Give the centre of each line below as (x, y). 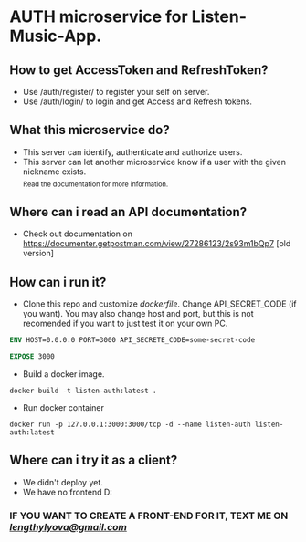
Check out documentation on (77, 234)
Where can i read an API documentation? (128, 212)
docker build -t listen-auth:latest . (83, 391)
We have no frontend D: (67, 492)
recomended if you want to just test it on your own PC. (125, 323)
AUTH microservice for (99, 17)
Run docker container (63, 407)
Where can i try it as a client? (94, 460)
